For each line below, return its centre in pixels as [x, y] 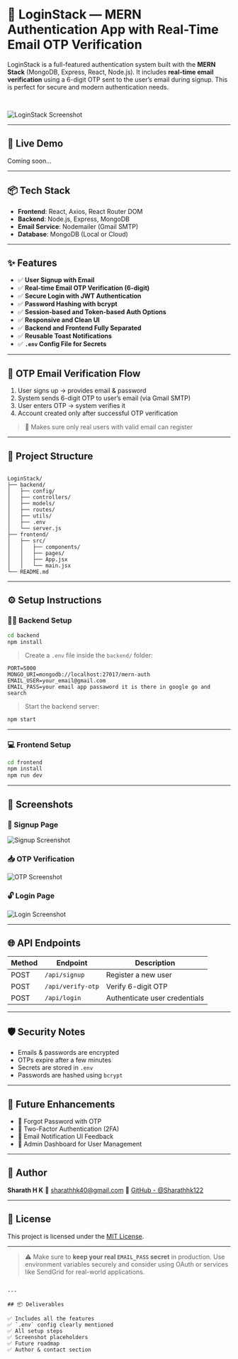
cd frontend [25, 762]
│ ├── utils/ [30, 516]
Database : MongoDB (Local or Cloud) [73, 234]
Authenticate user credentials [155, 998]
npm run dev [25, 775]
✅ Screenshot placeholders [48, 1337]
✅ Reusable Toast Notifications [64, 336]
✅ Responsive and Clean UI [59, 320]
